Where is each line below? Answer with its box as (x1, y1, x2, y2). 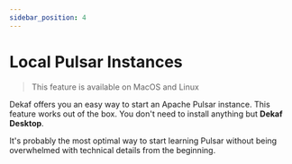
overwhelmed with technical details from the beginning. (9, 144, 216, 155)
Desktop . (9, 117, 44, 128)
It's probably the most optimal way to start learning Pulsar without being (9, 135, 278, 146)
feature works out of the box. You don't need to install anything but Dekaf (9, 108, 283, 119)
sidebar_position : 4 (9, 13, 87, 22)
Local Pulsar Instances (9, 51, 183, 72)
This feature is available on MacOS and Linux (31, 82, 200, 92)
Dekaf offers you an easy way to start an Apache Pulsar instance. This (9, 99, 270, 109)
